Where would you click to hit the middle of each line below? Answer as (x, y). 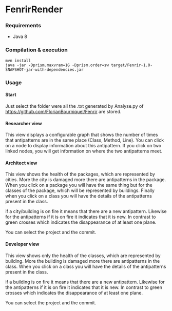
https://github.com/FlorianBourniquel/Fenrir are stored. (63, 111)
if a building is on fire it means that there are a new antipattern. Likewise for (85, 282)
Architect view (21, 163)
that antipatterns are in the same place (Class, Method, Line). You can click (85, 140)
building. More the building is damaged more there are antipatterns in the (83, 261)
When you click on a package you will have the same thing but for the (79, 185)
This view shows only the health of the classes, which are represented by (83, 256)
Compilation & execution (36, 50)
